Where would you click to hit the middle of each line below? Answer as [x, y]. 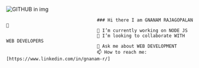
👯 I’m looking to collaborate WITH [141, 36]
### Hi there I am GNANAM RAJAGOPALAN [145, 20]
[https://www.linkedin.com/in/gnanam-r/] [58, 59]
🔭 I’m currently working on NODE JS [142, 30]
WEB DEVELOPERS [25, 41]
